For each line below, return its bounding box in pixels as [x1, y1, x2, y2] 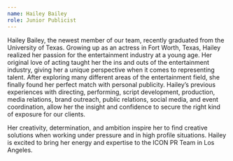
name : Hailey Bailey [7, 10, 68, 17]
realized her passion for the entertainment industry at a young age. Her [7, 50, 212, 59]
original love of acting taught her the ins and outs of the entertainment [7, 58, 210, 66]
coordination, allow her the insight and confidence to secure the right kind [7, 102, 220, 111]
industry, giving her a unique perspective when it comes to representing [7, 66, 215, 74]
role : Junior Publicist [7, 17, 77, 24]
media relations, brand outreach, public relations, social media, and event [7, 95, 219, 103]
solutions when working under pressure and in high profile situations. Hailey [7, 130, 227, 139]
